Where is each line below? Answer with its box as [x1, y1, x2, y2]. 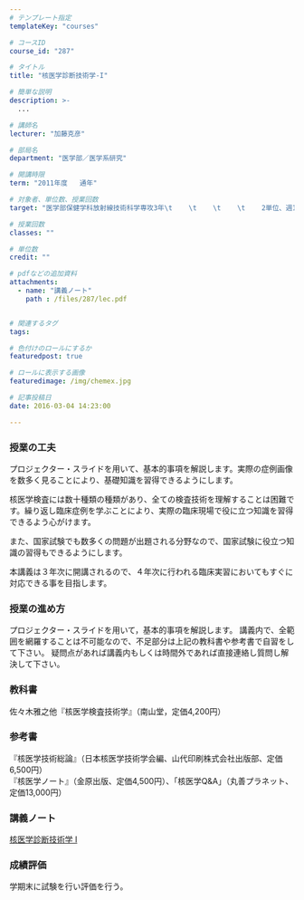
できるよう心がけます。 [9, 516, 97, 527]
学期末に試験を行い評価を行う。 [9, 881, 128, 892]
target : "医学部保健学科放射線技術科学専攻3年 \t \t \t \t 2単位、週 [9, 203, 293, 213]
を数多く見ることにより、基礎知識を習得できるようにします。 [9, 474, 238, 485]
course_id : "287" [9, 46, 75, 55]
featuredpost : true [9, 352, 83, 361]
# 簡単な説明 [9, 88, 52, 97]
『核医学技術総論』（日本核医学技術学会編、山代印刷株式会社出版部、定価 [9, 752, 283, 763]
